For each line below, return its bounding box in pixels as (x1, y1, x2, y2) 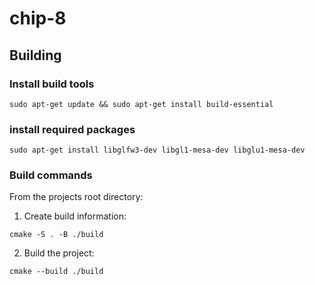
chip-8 (9, 7, 67, 30)
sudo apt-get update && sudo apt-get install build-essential (9, 99, 274, 109)
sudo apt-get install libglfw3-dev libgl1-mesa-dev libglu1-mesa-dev (9, 145, 306, 156)
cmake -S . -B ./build (9, 230, 104, 240)
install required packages (9, 122, 136, 136)
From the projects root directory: (9, 191, 144, 203)
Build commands (9, 168, 93, 182)
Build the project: (23, 247, 95, 259)
